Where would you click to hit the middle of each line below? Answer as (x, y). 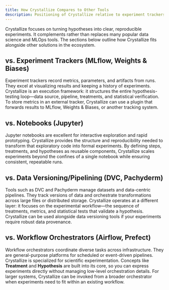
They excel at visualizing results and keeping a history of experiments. (78, 86)
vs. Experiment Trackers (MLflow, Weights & (76, 61)
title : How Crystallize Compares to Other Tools (57, 10)
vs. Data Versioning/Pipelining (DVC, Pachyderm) (84, 178)
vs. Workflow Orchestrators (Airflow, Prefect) (78, 237)
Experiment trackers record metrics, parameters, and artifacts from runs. (80, 80)
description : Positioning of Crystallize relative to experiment (75, 15)
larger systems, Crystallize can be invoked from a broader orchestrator (79, 276)
